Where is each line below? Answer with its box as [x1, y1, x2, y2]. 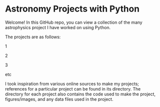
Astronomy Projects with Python [5, 3, 140, 15]
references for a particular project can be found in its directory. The [5, 86, 141, 92]
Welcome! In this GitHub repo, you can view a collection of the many [5, 19, 142, 25]
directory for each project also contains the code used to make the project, [5, 91, 156, 97]
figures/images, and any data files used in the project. [5, 96, 114, 102]
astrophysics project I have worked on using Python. [5, 24, 111, 30]
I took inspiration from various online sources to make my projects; [5, 81, 139, 87]
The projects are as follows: [5, 34, 61, 40]
